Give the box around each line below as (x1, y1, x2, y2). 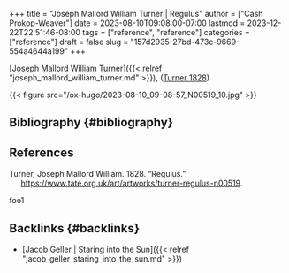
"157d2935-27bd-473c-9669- (130, 36, 240, 47)
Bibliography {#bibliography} (9, 115, 174, 130)
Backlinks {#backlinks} (9, 221, 140, 236)
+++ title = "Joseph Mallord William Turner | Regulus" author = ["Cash (9, 9, 263, 19)
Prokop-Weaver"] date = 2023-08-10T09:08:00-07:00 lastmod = (9, 18, 246, 28)
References (9, 145, 74, 160)
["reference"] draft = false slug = (9, 36, 129, 47)
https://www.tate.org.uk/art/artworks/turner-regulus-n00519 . (20, 178, 243, 189)
